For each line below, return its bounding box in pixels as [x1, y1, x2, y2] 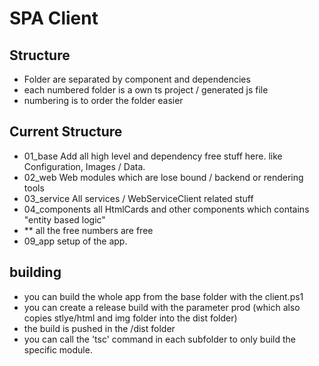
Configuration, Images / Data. [23, 160, 146, 172]
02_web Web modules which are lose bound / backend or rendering [23, 171, 304, 183]
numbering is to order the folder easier [23, 95, 184, 106]
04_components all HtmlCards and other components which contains [23, 203, 310, 215]
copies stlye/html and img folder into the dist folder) [23, 312, 238, 324]
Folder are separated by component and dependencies [23, 73, 251, 85]
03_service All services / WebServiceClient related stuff [23, 192, 254, 204]
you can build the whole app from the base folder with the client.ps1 [23, 290, 304, 302]
